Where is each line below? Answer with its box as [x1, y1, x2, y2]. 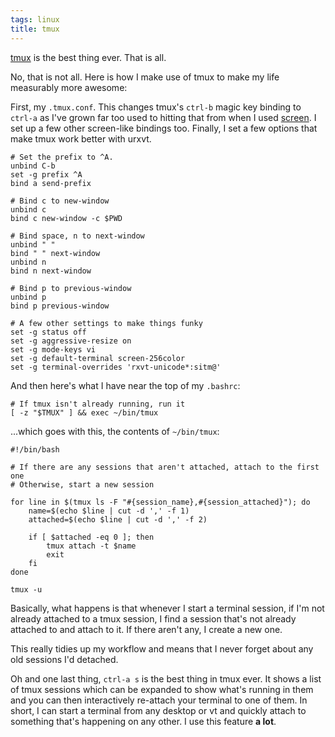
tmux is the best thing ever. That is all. [10, 51, 167, 63]
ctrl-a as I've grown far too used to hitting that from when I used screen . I [10, 111, 317, 123]
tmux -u [10, 584, 43, 595]
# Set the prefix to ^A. [10, 152, 114, 162]
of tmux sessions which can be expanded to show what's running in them [10, 683, 314, 695]
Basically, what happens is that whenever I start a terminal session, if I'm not [10, 602, 325, 614]
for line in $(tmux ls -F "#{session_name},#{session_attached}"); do [10, 497, 311, 507]
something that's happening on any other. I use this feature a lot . [10, 715, 277, 727]
